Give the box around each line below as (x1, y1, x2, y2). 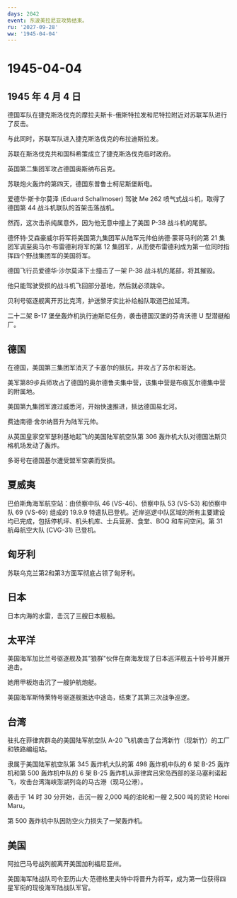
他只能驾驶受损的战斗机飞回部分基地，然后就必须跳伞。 (7, 281, 168, 290)
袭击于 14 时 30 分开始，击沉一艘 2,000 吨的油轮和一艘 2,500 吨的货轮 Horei (7, 792, 230, 801)
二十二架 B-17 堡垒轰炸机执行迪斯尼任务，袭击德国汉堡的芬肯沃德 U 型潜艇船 (7, 312, 231, 320)
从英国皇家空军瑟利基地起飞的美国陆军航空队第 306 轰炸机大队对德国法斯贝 (7, 433, 228, 441)
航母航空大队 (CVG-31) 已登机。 (7, 525, 100, 534)
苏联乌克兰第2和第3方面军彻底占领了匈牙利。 (7, 568, 139, 577)
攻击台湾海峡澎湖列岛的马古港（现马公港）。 (19, 778, 147, 786)
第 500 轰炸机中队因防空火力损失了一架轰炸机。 (7, 817, 146, 825)
